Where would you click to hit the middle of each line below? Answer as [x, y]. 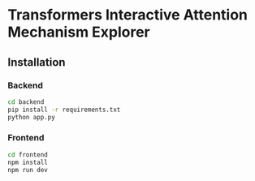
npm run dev [28, 170]
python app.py [32, 117]
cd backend [26, 102]
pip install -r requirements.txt [64, 110]
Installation [37, 62]
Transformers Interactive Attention [128, 15]
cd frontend [28, 155]
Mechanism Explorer [79, 32]
